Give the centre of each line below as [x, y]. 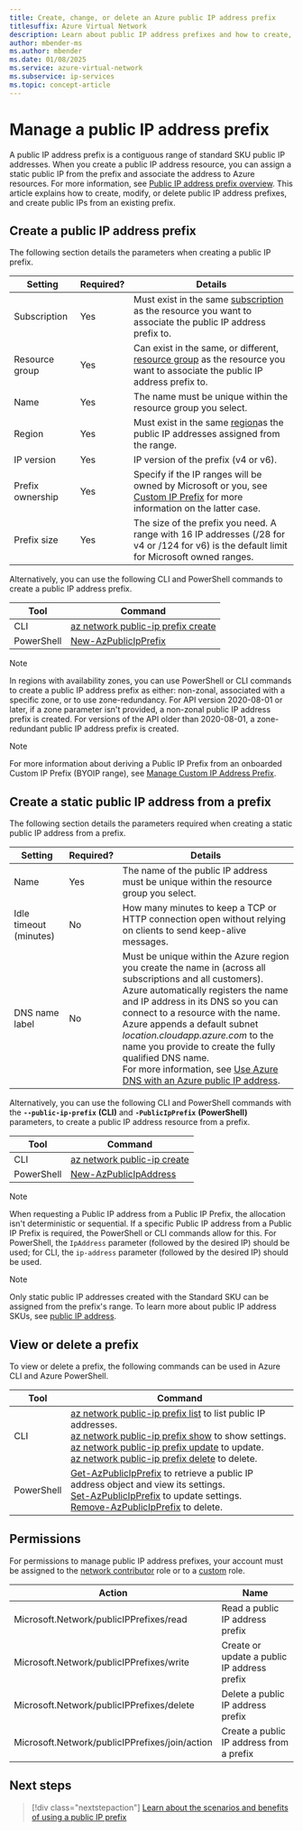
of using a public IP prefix [79, 1817]
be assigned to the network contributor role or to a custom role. [127, 1570]
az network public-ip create [130, 1159]
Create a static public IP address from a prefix [141, 801]
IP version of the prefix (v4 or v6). [206, 460]
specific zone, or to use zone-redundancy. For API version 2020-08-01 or [146, 700]
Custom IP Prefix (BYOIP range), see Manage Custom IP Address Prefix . [143, 774]
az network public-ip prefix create [143, 627]
